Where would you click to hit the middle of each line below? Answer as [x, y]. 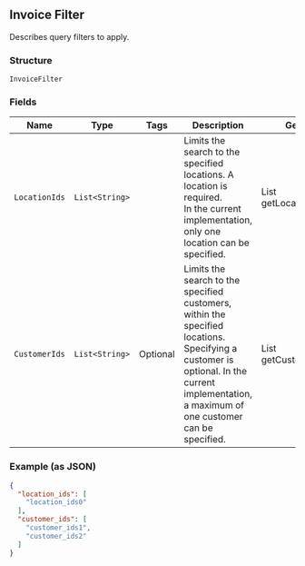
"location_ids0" [57, 502]
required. [203, 197]
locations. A [209, 174]
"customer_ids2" [57, 536]
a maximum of [214, 405]
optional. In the [216, 372]
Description [218, 125]
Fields [23, 102]
